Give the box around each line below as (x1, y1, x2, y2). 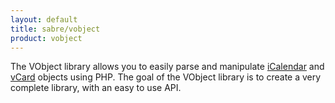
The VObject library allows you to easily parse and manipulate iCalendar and (10, 61, 325, 73)
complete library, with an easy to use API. (10, 82, 182, 94)
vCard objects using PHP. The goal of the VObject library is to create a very (10, 71, 322, 83)
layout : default (10, 14, 78, 25)
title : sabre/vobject (10, 24, 101, 34)
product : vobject (10, 33, 83, 43)
